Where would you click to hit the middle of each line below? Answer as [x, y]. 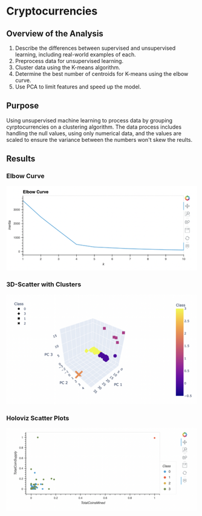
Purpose [23, 106]
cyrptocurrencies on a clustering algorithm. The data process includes [94, 127]
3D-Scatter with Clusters [44, 284]
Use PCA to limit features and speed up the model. [78, 87]
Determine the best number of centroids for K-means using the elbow [102, 74]
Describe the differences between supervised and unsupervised [95, 48]
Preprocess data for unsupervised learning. [69, 61]
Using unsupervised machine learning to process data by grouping [90, 120]
